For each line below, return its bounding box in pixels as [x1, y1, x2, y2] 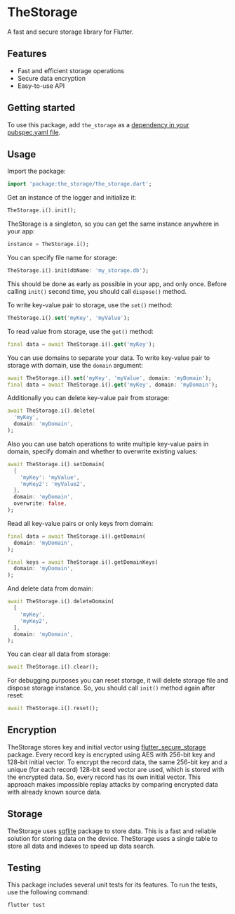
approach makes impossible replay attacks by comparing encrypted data [7, 780, 219, 788]
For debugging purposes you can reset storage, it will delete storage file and [7, 676, 229, 685]
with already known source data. [7, 787, 102, 796]
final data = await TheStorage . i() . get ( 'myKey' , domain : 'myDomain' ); [7, 381, 218, 388]
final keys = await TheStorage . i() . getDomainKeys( [7, 558, 159, 566]
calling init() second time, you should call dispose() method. [7, 287, 187, 295]
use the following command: [7, 888, 90, 896]
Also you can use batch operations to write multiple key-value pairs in [7, 439, 209, 448]
